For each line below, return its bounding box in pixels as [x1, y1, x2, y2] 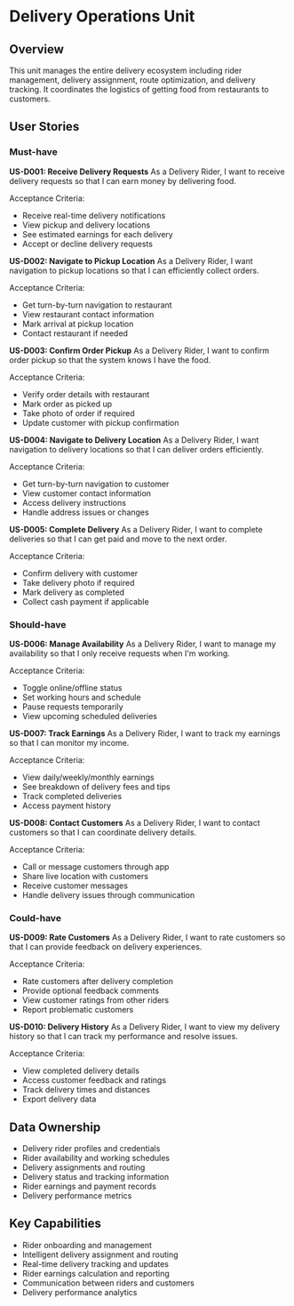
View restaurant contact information [21, 308, 155, 319]
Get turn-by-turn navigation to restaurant [21, 300, 172, 310]
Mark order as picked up [21, 398, 113, 409]
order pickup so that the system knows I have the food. [9, 354, 211, 365]
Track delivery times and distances [21, 1085, 151, 1095]
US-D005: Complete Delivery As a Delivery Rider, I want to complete [9, 524, 264, 534]
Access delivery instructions [21, 497, 127, 508]
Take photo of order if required [21, 407, 135, 419]
